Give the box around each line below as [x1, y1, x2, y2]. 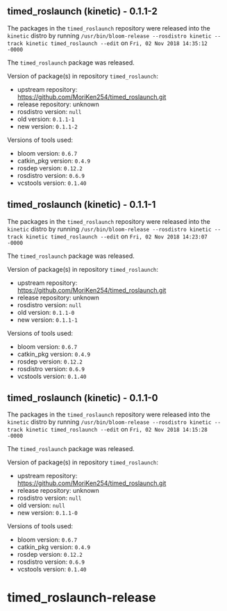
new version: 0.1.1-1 [17, 316, 78, 324]
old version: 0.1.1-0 [17, 308, 75, 316]
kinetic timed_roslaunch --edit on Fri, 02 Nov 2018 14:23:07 [25, 232, 208, 241]
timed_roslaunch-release [7, 589, 156, 605]
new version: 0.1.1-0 [17, 509, 78, 517]
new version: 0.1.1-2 [17, 122, 78, 131]
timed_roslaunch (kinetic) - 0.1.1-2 [7, 6, 158, 17]
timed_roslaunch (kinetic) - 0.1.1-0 [7, 392, 158, 404]
